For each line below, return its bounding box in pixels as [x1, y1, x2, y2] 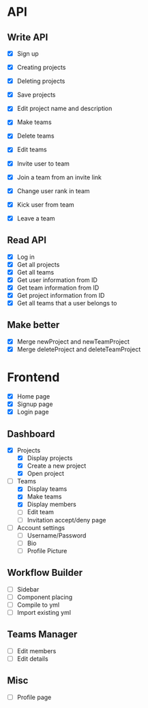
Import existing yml [16, 608, 72, 616]
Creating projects [16, 63, 66, 72]
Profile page [16, 693, 52, 701]
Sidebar [16, 585, 40, 593]
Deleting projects [16, 77, 65, 86]
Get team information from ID [16, 283, 100, 292]
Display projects [27, 454, 73, 462]
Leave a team [16, 214, 56, 223]
